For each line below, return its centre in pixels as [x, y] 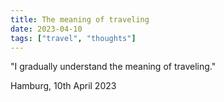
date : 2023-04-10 [46, 29]
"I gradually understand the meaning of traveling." [113, 67]
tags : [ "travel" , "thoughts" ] [73, 38]
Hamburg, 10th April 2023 [63, 86]
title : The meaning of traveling [80, 19]
